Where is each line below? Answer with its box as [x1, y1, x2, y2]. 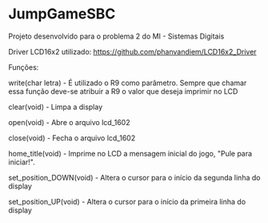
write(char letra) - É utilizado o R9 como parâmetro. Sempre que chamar [8, 78, 247, 87]
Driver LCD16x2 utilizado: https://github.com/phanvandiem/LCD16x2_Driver [8, 47, 258, 56]
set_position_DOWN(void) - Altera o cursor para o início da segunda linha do [8, 172, 261, 182]
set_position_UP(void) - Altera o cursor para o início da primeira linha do [8, 197, 246, 206]
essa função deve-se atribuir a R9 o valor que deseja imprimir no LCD [8, 86, 238, 96]
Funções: [8, 62, 39, 72]
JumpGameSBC [8, 5, 116, 23]
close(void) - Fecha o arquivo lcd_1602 [8, 133, 136, 143]
